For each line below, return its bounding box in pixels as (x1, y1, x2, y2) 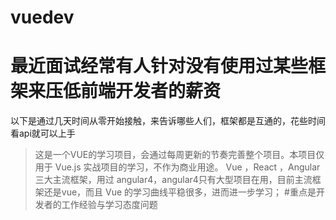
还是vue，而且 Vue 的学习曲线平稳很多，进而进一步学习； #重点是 (43, 186, 317, 198)
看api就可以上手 (10, 127, 76, 140)
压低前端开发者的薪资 (45, 80, 222, 103)
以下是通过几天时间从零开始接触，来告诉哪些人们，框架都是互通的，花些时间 (10, 115, 326, 127)
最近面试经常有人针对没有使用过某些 (10, 55, 309, 78)
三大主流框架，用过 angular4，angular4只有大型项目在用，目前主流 (34, 174, 313, 186)
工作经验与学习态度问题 (61, 199, 158, 211)
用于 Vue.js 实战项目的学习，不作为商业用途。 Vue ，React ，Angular (34, 161, 321, 173)
